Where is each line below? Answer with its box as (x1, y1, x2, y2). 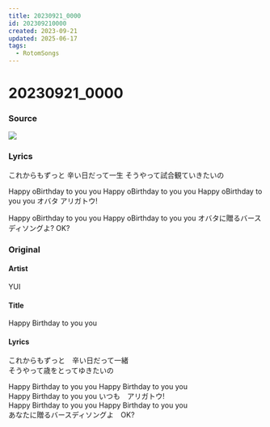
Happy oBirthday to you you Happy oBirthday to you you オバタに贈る (8, 213, 241, 223)
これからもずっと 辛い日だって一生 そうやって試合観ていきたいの (8, 170, 225, 180)
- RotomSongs (15, 49, 60, 57)
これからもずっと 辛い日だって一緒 (8, 356, 129, 366)
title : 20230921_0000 (8, 11, 82, 20)
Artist (8, 264, 28, 274)
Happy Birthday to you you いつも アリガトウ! (8, 391, 166, 401)
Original (8, 244, 40, 255)
